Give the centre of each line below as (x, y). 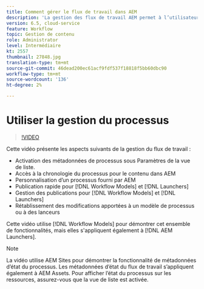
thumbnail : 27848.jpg (34, 57)
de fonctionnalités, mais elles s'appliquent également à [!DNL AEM (90, 230)
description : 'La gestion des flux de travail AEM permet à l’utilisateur (103, 18)
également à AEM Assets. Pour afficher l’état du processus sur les (89, 273)
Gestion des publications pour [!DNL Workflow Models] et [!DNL (95, 193)
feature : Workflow (29, 29)
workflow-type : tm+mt (34, 74)
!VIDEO (30, 137)
